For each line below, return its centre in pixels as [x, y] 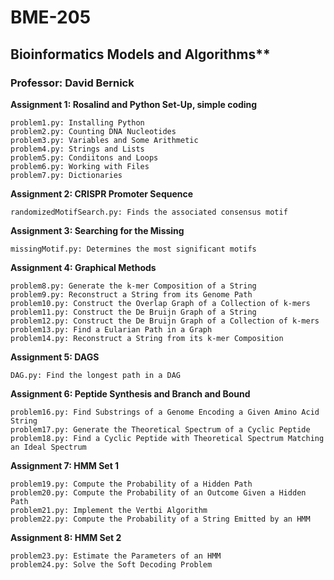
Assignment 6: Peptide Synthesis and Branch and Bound [130, 393]
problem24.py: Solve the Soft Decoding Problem [111, 564]
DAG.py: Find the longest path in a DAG [96, 375]
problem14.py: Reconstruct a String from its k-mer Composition [147, 338]
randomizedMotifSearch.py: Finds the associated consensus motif [149, 212]
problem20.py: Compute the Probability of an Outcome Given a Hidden [158, 492]
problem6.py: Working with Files [80, 166]
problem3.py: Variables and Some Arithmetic [104, 140]
